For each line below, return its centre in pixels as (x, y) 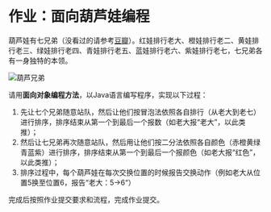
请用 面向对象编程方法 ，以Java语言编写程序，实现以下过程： (108, 94)
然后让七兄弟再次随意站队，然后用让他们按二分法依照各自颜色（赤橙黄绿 (140, 142)
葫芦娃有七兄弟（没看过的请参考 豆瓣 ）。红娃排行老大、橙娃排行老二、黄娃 (130, 40)
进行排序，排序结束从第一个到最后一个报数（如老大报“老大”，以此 (129, 122)
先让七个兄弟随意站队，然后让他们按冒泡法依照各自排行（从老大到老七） (140, 112)
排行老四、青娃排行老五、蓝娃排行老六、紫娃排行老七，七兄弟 (153, 50)
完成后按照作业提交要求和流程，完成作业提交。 (86, 199)
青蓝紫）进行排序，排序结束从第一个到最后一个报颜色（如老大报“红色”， (140, 152)
